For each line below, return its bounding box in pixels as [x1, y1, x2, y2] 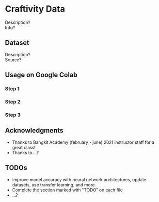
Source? [5, 57, 22, 63]
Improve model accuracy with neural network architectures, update [12, 176, 146, 183]
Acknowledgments [5, 126, 64, 135]
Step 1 [5, 85, 20, 92]
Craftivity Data [5, 3, 65, 15]
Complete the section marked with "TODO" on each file [12, 187, 123, 193]
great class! [12, 144, 36, 150]
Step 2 [5, 98, 21, 105]
